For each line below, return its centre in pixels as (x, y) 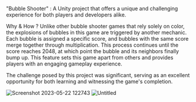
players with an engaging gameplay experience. (64, 64)
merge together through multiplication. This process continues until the (92, 45)
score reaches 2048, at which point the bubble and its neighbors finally (93, 51)
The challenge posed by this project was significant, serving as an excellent (98, 75)
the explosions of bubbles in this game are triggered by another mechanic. (97, 32)
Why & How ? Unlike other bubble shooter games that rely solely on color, (95, 26)
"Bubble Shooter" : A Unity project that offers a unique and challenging (92, 9)
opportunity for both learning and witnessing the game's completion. (89, 81)
